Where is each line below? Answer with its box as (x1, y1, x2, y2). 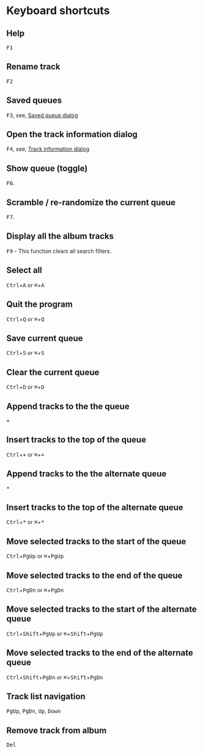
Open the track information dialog (6, 129, 138, 140)
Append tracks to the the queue (6, 401, 130, 411)
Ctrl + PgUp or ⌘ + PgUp (6, 552, 64, 560)
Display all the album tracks (6, 231, 114, 242)
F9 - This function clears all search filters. (6, 247, 112, 255)
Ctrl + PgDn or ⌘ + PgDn (6, 586, 64, 594)
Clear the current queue (6, 367, 100, 377)
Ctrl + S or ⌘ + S (6, 350, 45, 357)
